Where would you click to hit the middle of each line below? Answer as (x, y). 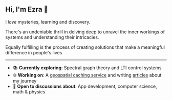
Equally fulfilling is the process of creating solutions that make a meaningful (85, 47)
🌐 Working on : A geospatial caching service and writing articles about (87, 75)
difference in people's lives (34, 52)
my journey (25, 81)
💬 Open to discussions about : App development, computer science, (85, 86)
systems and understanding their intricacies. (52, 37)
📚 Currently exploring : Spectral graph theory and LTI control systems (87, 68)
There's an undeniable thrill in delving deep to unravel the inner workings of (85, 32)
